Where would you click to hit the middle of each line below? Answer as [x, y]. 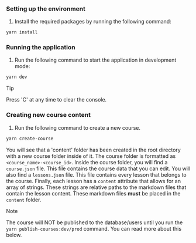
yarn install [22, 32]
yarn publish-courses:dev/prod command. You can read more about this [94, 228]
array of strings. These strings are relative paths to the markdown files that [96, 187]
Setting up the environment [46, 9]
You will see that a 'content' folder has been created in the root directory [94, 150]
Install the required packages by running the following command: [93, 22]
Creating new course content [48, 115]
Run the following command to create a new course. [77, 127]
